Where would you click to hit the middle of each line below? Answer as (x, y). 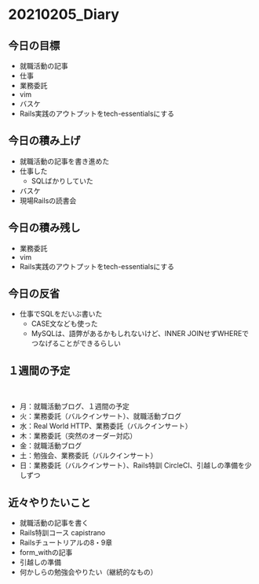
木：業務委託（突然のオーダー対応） (78, 436)
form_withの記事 (46, 553)
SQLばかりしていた (62, 181)
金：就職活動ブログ (51, 445)
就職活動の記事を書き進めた (64, 161)
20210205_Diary (64, 15)
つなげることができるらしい (76, 343)
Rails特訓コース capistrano (62, 533)
